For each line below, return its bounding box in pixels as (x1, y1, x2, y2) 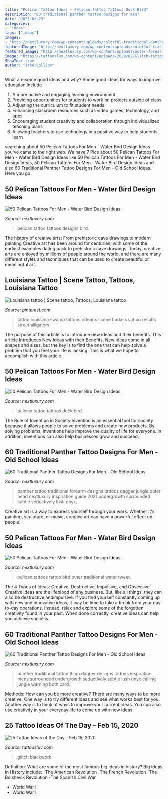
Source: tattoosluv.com (5, 744, 53, 750)
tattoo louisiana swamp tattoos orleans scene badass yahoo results (17, 316, 156, 322)
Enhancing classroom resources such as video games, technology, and (12, 108, 159, 114)
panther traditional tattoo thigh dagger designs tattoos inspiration (17, 671, 152, 676)
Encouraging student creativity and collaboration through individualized (12, 118, 160, 124)
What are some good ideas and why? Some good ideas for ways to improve (5, 77, 161, 83)
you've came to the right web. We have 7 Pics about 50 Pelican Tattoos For (5, 149, 160, 155)
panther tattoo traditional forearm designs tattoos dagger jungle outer (17, 488, 161, 494)
